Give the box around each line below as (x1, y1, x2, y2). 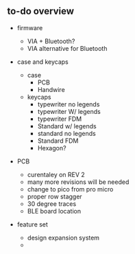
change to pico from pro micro (27, 185, 114, 193)
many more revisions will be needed (27, 178, 130, 186)
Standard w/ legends (37, 122, 97, 130)
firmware (16, 23, 43, 32)
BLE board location (27, 207, 81, 215)
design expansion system (27, 233, 100, 242)
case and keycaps (16, 58, 69, 66)
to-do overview (7, 5, 74, 17)
